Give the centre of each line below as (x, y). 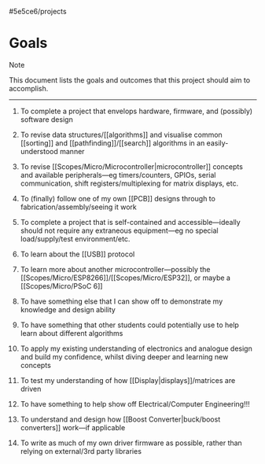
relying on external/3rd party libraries (81, 451)
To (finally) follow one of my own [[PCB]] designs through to (118, 198)
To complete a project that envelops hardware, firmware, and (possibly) (136, 111)
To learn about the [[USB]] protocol (77, 254)
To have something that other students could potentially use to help (129, 325)
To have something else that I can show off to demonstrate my (121, 301)
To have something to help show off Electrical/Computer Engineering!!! (135, 403)
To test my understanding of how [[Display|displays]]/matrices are (128, 380)
